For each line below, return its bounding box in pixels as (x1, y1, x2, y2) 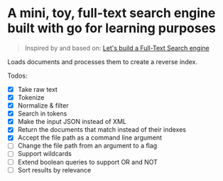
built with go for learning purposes (7, 20, 217, 36)
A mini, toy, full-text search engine (7, 5, 216, 21)
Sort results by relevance (17, 165, 92, 174)
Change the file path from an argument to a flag (17, 141, 158, 150)
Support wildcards (17, 150, 72, 158)
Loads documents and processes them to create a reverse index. (7, 57, 197, 66)
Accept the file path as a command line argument (17, 133, 162, 142)
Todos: (7, 71, 28, 80)
